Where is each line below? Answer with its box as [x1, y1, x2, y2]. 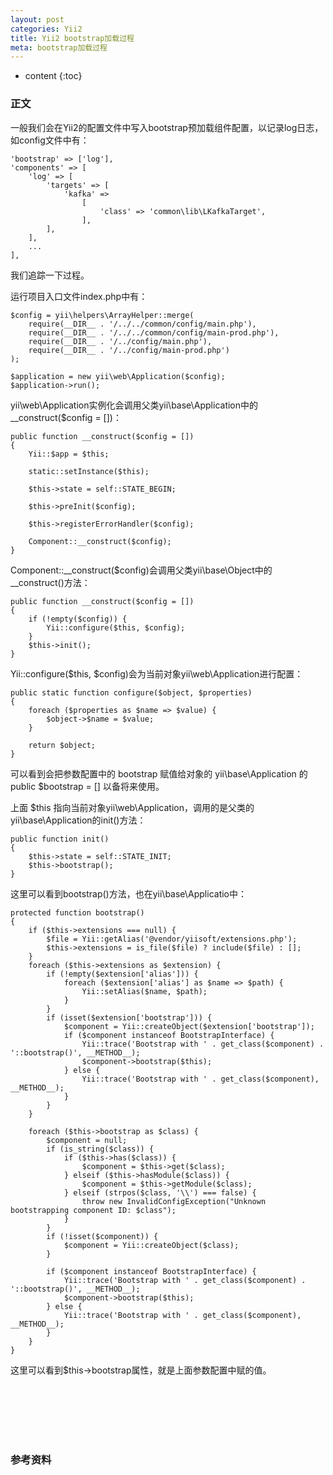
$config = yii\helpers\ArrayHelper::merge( [10, 310, 195, 320]
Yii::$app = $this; [28, 449, 110, 459]
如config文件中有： [10, 134, 90, 146]
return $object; [28, 740, 97, 750]
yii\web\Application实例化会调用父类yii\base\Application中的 [10, 399, 259, 411]
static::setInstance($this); [28, 466, 150, 476]
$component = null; [46, 1135, 128, 1145]
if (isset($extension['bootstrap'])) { [46, 1012, 213, 1023]
